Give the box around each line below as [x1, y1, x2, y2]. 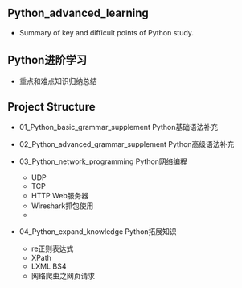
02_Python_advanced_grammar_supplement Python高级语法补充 [18, 140, 235, 149]
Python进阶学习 [7, 53, 88, 67]
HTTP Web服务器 [31, 191, 89, 201]
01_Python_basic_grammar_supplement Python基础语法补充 [18, 123, 219, 132]
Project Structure [7, 100, 96, 114]
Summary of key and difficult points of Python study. [18, 27, 195, 37]
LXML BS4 [31, 261, 67, 271]
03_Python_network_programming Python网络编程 [18, 157, 188, 166]
